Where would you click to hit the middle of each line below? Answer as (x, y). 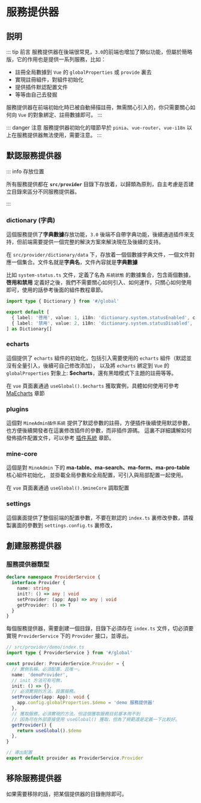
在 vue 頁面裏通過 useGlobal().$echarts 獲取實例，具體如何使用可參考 (93, 386)
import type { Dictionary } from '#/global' (63, 301)
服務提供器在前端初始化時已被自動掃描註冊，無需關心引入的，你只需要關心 (98, 107)
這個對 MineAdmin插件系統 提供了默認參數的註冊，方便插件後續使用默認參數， (100, 423)
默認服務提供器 (34, 156)
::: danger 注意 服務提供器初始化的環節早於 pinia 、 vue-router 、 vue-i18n (96, 127)
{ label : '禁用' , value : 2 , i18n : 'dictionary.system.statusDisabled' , (102, 323)
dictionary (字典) (31, 220)
